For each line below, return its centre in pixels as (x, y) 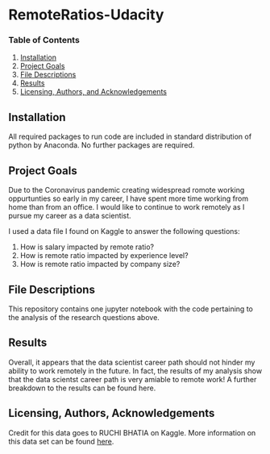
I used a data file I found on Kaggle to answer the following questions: (124, 231)
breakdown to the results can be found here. (82, 388)
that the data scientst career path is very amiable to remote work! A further (133, 379)
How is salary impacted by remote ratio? (87, 247)
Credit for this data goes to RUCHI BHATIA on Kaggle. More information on (132, 432)
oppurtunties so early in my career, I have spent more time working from (128, 198)
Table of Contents (44, 40)
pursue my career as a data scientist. (70, 216)
